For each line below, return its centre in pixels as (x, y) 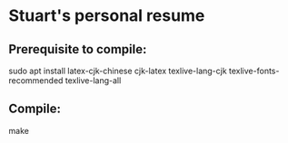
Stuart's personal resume (107, 16)
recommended (36, 81)
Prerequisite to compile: (78, 49)
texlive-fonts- (254, 71)
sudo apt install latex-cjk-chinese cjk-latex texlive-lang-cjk (118, 71)
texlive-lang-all (93, 81)
